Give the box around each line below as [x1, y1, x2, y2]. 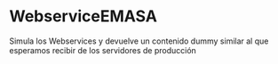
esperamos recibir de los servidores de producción [9, 44, 197, 55]
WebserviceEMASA [9, 6, 158, 27]
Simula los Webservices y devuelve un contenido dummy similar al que [9, 36, 269, 46]
